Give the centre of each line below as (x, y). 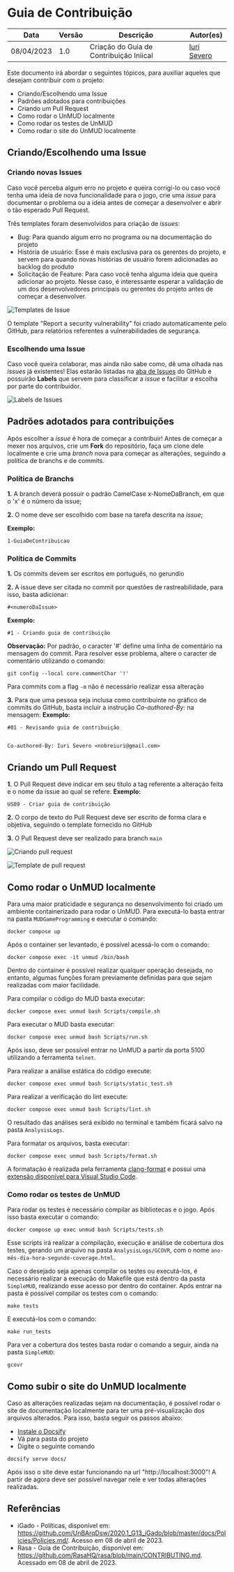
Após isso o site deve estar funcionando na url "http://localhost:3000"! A (112, 1472)
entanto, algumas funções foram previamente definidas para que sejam (110, 977)
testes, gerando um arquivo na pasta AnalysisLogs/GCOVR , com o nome (108, 1250)
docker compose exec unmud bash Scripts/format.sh (82, 1156)
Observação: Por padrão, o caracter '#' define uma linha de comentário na (115, 646)
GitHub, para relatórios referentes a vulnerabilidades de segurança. (104, 331)
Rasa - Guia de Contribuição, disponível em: (80, 1548)
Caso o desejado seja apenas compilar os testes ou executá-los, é (102, 1271)
